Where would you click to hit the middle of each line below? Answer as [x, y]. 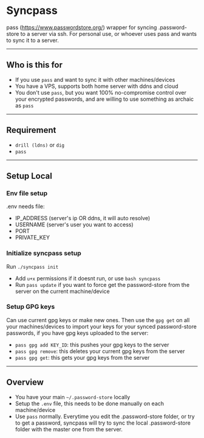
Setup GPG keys [31, 307]
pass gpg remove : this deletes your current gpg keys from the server [100, 351]
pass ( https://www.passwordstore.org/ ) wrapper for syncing [82, 27]
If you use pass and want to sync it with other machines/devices [95, 79]
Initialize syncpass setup [44, 254]
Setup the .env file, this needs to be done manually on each [90, 403]
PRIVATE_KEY [32, 238]
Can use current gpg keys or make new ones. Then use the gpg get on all [98, 320]
